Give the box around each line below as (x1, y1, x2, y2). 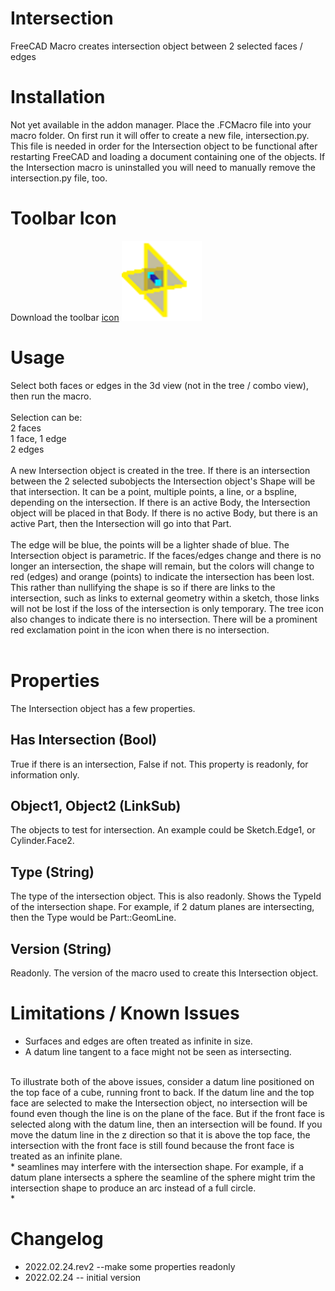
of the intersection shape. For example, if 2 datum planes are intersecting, (10, 901, 315, 913)
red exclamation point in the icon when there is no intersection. (10, 623, 270, 636)
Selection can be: (10, 411, 83, 423)
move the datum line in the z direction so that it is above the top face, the (10, 1128, 311, 1141)
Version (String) (10, 940, 112, 957)
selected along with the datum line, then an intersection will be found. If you (10, 1118, 323, 1130)
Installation (10, 86, 106, 109)
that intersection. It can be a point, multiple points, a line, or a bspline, (10, 485, 298, 497)
